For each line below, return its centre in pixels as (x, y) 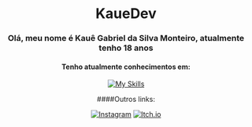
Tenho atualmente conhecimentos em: (126, 67)
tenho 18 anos (126, 48)
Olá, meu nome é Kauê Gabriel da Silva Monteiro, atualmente (126, 38)
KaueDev (126, 14)
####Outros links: (126, 100)
